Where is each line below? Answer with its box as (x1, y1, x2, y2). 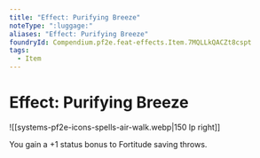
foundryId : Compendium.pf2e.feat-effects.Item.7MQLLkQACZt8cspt (9, 37, 252, 47)
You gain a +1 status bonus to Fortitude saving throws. (9, 138, 208, 149)
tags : (9, 46, 29, 55)
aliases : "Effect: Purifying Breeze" (9, 29, 149, 38)
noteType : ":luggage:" (9, 21, 93, 30)
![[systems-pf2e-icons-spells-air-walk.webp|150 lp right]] (9, 122, 221, 132)
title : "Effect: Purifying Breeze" (9, 12, 141, 22)
